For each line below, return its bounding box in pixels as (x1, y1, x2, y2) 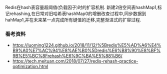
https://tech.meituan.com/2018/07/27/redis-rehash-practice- (12, 58, 138, 64)
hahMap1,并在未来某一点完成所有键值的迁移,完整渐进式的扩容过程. (5, 17, 141, 22)
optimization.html (12, 63, 48, 69)
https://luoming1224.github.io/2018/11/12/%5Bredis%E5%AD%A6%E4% (12, 42, 161, 48)
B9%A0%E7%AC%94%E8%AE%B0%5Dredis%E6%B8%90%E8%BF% (12, 47, 161, 53)
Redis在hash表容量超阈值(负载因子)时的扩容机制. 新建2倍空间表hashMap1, (5, 4, 157, 10)
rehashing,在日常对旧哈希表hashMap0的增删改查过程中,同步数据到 (9, 10, 146, 16)
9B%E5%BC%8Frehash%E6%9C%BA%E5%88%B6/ (12, 53, 122, 59)
